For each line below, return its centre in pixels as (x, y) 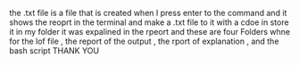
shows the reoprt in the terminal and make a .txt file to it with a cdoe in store (149, 22)
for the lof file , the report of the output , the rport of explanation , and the (144, 41)
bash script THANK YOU (54, 51)
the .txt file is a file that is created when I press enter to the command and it (148, 13)
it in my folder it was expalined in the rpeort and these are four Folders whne (150, 32)
